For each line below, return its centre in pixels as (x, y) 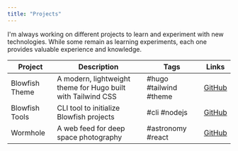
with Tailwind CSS (86, 96)
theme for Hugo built (91, 87)
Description (98, 67)
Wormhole (28, 133)
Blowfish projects (85, 116)
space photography (89, 137)
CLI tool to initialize (88, 108)
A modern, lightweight (93, 79)
